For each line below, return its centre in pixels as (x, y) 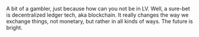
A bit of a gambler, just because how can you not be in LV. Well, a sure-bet (98, 9)
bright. (14, 27)
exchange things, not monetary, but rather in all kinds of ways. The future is (99, 21)
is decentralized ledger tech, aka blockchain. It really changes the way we (97, 15)
